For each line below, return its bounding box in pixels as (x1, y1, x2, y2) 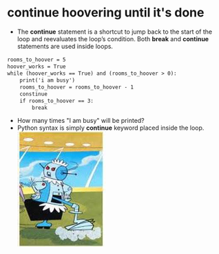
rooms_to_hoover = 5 (7, 56, 67, 63)
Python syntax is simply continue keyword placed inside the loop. (17, 124, 205, 132)
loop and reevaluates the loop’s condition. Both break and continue (17, 34, 209, 43)
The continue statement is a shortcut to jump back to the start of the (17, 27, 212, 36)
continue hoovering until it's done (7, 5, 205, 21)
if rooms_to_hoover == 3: (19, 97, 94, 104)
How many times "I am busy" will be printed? (17, 116, 145, 124)
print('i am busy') (19, 77, 76, 84)
